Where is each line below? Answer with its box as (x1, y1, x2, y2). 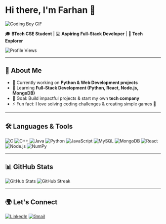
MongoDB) (12, 90, 36, 96)
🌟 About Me (5, 66, 42, 75)
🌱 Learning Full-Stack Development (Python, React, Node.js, (12, 85, 139, 90)
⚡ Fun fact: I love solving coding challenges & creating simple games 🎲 (12, 101, 157, 107)
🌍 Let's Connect (5, 198, 58, 206)
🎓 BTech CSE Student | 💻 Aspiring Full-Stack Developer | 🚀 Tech (5, 31, 143, 37)
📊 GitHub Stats (5, 163, 53, 171)
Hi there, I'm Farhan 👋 (5, 4, 95, 16)
